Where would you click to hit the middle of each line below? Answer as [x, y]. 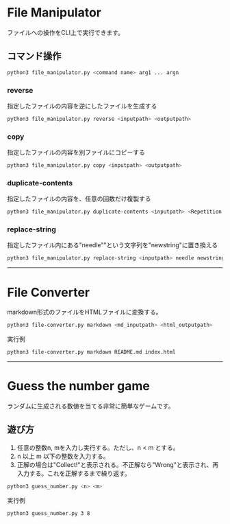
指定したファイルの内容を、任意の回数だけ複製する [79, 199]
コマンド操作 [34, 56]
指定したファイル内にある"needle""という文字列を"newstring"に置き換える [112, 245]
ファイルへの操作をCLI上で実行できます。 [66, 32]
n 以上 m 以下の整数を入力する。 [63, 456]
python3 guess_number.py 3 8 [49, 513]
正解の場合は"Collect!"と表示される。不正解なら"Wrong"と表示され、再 [118, 464]
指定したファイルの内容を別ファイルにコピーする [76, 152]
